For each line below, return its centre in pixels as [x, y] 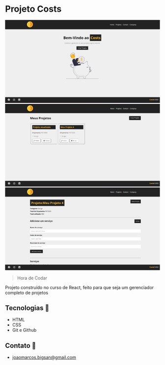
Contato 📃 [21, 346]
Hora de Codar [32, 278]
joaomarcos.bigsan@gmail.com [44, 357]
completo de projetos [27, 292]
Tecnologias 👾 [27, 308]
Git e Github [24, 330]
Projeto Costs [33, 9]
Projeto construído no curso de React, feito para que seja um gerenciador [79, 287]
